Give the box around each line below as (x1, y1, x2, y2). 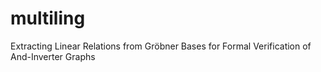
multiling (10, 7, 86, 30)
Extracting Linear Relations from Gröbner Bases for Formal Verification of (10, 40, 312, 52)
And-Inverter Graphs (10, 50, 96, 62)
